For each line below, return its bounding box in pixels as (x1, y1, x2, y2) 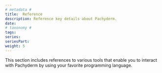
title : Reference (5, 12, 43, 17)
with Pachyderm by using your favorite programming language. (5, 62, 133, 68)
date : (5, 21, 16, 26)
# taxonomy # (5, 25, 32, 30)
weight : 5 (5, 44, 25, 49)
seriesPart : (5, 39, 29, 44)
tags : (5, 30, 16, 35)
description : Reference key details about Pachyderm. (5, 16, 117, 21)
